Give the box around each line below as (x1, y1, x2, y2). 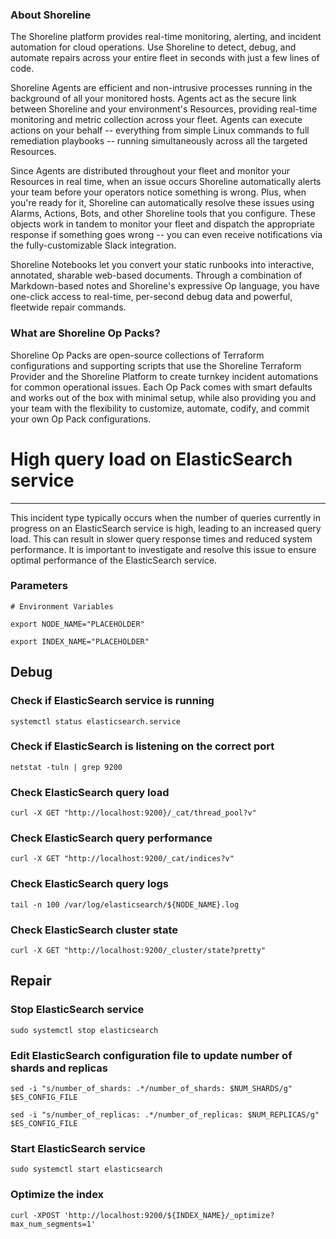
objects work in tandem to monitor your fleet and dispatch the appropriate (10, 218, 315, 230)
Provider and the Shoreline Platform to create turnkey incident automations (10, 370, 319, 382)
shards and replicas (10, 1061, 108, 1075)
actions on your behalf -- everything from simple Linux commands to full (10, 124, 310, 137)
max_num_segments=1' (10, 1219, 97, 1229)
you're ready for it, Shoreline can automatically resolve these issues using (10, 197, 315, 209)
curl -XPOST (10, 1210, 60, 1220)
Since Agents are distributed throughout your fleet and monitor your (10, 165, 290, 177)
